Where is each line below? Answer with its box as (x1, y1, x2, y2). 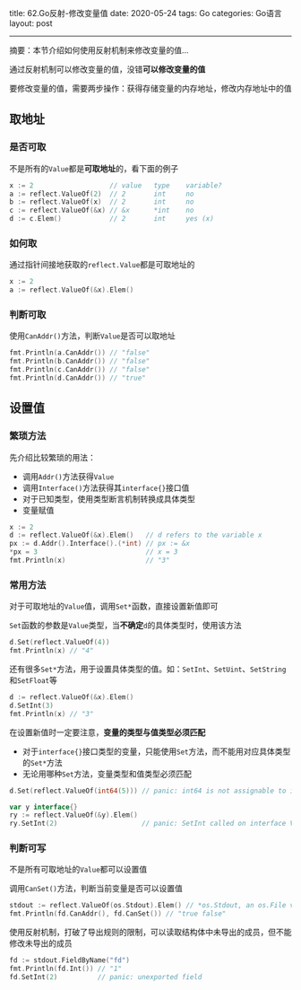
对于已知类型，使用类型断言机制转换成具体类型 (21, 493, 195, 504)
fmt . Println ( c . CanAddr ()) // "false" (9, 365, 150, 374)
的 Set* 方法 (21, 757, 63, 767)
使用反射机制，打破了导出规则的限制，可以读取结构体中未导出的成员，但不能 (9, 927, 292, 938)
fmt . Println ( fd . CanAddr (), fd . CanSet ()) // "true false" (9, 909, 227, 918)
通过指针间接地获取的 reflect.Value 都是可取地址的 (9, 259, 195, 270)
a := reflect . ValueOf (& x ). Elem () (9, 285, 134, 294)
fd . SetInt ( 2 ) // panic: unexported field (9, 972, 202, 981)
